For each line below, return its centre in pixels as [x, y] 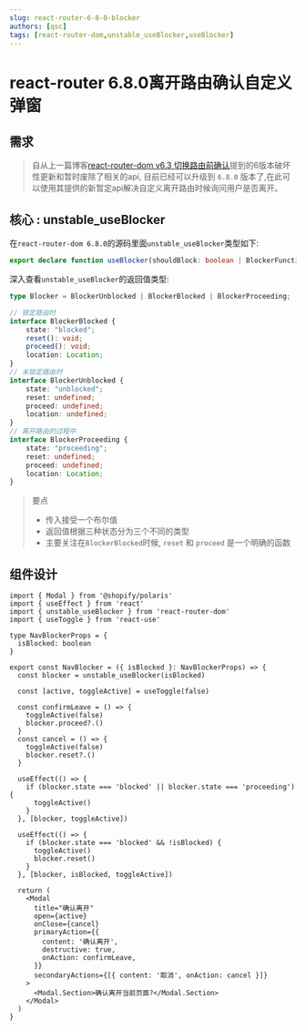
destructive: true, [79, 950]
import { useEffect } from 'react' [77, 604]
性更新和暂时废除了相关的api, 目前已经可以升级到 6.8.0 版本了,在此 [157, 177]
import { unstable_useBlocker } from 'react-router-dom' [120, 612]
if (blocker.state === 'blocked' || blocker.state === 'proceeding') [161, 787]
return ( [34, 891]
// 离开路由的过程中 [43, 432]
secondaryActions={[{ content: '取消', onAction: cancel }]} [151, 975]
